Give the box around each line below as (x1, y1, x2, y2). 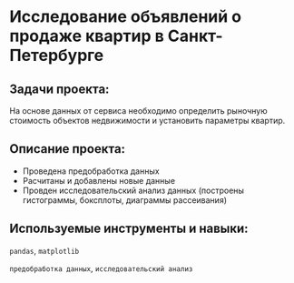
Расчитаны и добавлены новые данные (22, 175, 175, 186)
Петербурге (9, 45, 104, 66)
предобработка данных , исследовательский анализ (9, 262, 193, 274)
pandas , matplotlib (9, 245, 80, 256)
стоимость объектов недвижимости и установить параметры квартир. (9, 116, 286, 126)
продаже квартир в (9, 25, 165, 46)
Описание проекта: (9, 141, 125, 157)
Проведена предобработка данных (22, 166, 161, 177)
